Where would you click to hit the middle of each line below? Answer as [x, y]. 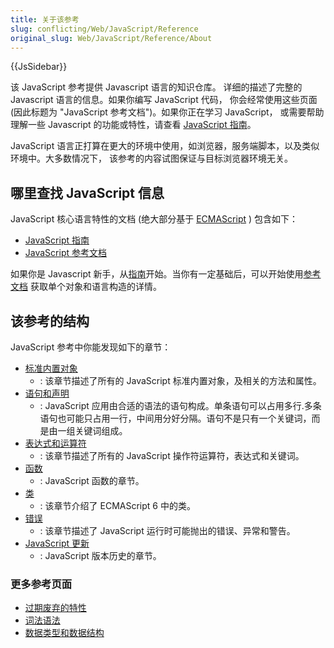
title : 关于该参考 [45, 19]
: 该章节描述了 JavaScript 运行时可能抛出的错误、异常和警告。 [167, 530]
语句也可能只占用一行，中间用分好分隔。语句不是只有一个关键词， [175, 418]
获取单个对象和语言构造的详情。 [95, 287]
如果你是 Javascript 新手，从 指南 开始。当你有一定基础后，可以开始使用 [157, 274]
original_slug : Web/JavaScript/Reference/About [111, 38]
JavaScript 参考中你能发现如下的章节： [91, 347]
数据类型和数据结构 [64, 633]
